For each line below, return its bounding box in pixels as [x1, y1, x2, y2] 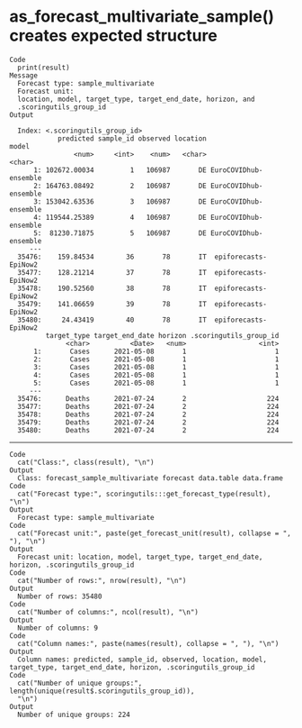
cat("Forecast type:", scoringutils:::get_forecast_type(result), [17, 489, 271, 498]
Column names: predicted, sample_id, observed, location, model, [17, 655, 268, 664]
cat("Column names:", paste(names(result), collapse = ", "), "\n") [17, 639, 280, 648]
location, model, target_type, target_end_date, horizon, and [17, 95, 255, 104]
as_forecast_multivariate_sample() [9, 6, 275, 27]
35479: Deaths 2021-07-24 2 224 [17, 417, 280, 427]
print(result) [17, 63, 70, 72]
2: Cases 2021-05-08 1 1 [32, 354, 280, 364]
